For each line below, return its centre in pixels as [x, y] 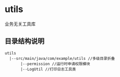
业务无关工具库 [20, 24]
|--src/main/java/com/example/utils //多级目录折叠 [62, 58]
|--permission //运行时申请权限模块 [55, 64]
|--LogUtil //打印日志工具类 [48, 69]
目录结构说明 [25, 41]
